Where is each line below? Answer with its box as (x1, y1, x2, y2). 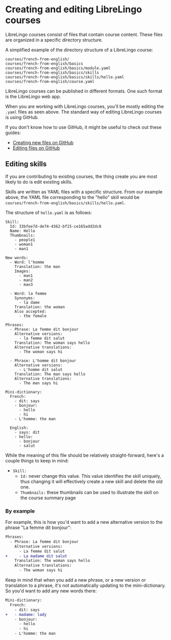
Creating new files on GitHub (12, 139, 74, 145)
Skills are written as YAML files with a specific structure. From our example (5, 188, 163, 195)
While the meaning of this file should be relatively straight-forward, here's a (5, 452, 164, 458)
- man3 (18, 282, 33, 287)
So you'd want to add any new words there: (5, 588, 97, 594)
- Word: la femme (10, 291, 47, 296)
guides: (5, 129, 21, 136)
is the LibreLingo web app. (5, 93, 61, 99)
